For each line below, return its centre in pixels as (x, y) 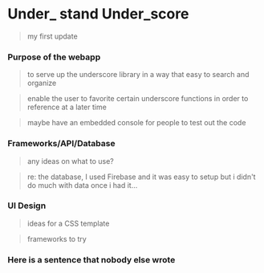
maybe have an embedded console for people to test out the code (136, 123)
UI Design (27, 206)
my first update (52, 36)
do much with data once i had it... (82, 185)
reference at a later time (67, 107)
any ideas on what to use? (70, 161)
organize (42, 83)
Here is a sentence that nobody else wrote (91, 259)
